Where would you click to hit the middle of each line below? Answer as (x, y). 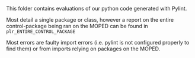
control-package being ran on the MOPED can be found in (77, 26)
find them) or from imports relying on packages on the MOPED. (83, 49)
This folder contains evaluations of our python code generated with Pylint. (97, 8)
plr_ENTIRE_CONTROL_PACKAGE (41, 32)
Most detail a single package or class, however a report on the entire (90, 20)
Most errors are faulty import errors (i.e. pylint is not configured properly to (98, 42)
